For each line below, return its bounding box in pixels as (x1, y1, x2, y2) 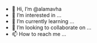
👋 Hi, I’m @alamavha (11, 6, 62, 12)
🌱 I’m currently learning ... (11, 18, 75, 24)
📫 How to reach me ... (11, 31, 66, 37)
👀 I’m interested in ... (11, 12, 62, 19)
